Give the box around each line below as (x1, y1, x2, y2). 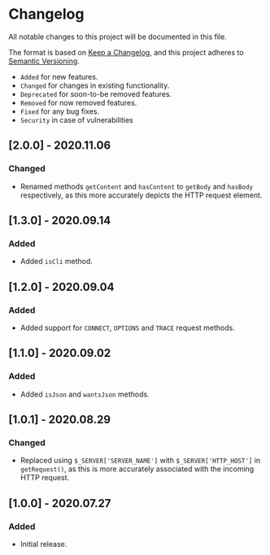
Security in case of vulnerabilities (20, 115, 133, 124)
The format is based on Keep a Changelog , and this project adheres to (8, 47, 244, 57)
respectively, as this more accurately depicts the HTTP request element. (20, 190, 263, 200)
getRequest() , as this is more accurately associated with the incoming (20, 464, 255, 474)
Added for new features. (20, 72, 98, 81)
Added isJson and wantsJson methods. (20, 389, 150, 399)
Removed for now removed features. (20, 98, 137, 107)
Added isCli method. (20, 257, 94, 267)
